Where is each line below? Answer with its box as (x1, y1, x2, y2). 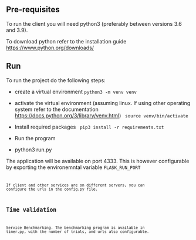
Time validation (6, 207, 57, 214)
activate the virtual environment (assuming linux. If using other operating (14, 99, 191, 106)
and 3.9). (6, 26, 28, 33)
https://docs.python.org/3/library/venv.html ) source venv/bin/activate (14, 111, 189, 119)
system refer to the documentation (14, 106, 99, 113)
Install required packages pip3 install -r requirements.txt (14, 123, 164, 130)
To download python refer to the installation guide (6, 38, 127, 45)
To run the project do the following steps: (6, 76, 106, 84)
